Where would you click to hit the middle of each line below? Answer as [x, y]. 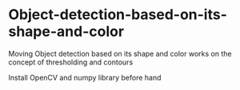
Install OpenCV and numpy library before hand [85, 77]
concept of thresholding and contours [71, 62]
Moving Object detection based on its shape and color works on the [120, 53]
